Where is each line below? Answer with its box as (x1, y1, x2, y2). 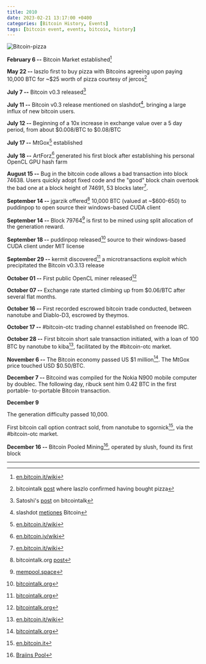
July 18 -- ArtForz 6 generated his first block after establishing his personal (7, 151, 195, 159)
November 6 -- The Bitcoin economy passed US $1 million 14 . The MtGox (7, 354, 190, 363)
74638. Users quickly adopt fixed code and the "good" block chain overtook (7, 177, 199, 184)
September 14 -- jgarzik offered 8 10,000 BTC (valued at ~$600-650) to (7, 196, 186, 204)
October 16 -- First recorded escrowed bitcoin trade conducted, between (7, 305, 192, 313)
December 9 (7, 399, 39, 406)
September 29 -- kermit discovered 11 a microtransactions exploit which (7, 254, 187, 262)
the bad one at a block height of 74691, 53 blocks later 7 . (7, 183, 149, 191)
